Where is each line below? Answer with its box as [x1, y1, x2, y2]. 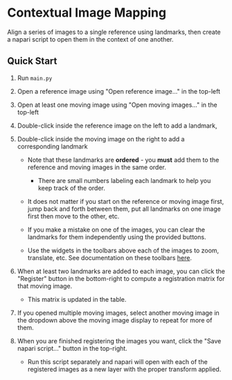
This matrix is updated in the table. [27, 295, 127, 303]
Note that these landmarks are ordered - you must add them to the [27, 155, 220, 164]
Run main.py [17, 74, 53, 82]
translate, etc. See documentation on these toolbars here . [27, 253, 193, 261]
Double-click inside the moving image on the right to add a [17, 135, 185, 143]
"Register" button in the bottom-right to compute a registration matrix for [17, 274, 225, 282]
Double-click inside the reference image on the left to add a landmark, [17, 121, 217, 130]
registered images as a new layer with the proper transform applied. [27, 365, 222, 373]
